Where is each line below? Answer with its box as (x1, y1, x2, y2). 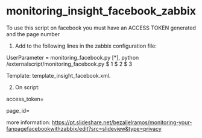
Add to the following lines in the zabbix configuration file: (14, 42, 157, 49)
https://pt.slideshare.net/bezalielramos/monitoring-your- (51, 119, 192, 126)
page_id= (6, 107, 30, 114)
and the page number (6, 30, 60, 37)
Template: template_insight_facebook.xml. (6, 72, 111, 79)
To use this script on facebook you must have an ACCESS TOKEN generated (6, 24, 196, 31)
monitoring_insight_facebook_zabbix (6, 4, 196, 18)
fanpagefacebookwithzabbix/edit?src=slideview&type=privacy (6, 125, 162, 132)
